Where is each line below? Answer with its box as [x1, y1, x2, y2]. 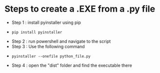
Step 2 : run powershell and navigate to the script [11, 38, 111, 44]
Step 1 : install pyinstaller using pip [11, 19, 81, 25]
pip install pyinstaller [11, 30, 62, 35]
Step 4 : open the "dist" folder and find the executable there [11, 62, 132, 68]
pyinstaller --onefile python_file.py [11, 54, 91, 59]
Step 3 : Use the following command [11, 43, 85, 49]
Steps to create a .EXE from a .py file [4, 3, 156, 15]
